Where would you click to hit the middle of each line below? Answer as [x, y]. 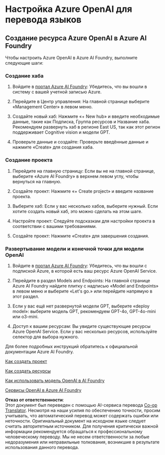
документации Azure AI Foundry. [40, 352]
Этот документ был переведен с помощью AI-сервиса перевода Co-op [81, 405]
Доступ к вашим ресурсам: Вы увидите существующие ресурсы [81, 326]
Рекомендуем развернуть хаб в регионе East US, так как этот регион [86, 127]
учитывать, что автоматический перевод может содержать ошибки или [82, 415]
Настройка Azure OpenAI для [69, 9]
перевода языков [43, 20]
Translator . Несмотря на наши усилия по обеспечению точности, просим [83, 410]
